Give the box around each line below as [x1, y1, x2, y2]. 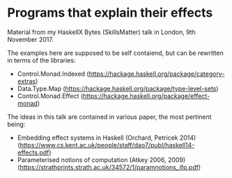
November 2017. [7, 35, 54, 43]
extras [17, 76, 36, 85]
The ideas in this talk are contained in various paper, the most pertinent [7, 113, 212, 121]
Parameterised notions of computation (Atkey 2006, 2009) [17, 155, 186, 164]
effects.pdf [17, 148, 49, 156]
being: [7, 120, 26, 128]
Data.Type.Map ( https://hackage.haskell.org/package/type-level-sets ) [17, 84, 219, 92]
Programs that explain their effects [7, 5, 213, 21]
